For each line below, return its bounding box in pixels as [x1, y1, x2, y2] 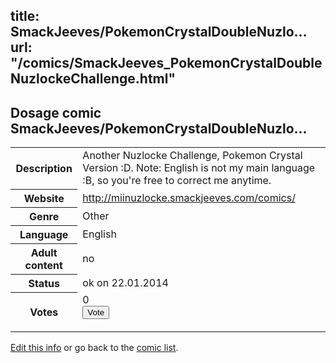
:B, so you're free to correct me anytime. [82, 174, 272, 188]
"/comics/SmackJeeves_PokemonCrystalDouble [10, 55, 323, 72]
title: [10, 8, 40, 25]
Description [15, 161, 73, 175]
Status [28, 276, 60, 290]
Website [23, 191, 65, 205]
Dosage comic [10, 104, 102, 121]
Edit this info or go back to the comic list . [10, 342, 179, 354]
